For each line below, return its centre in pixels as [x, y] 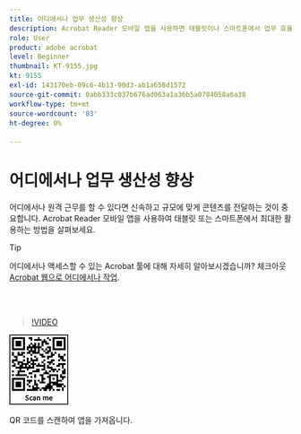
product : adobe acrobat [54, 48]
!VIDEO [44, 322]
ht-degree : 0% [36, 123]
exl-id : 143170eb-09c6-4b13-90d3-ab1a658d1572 [98, 85]
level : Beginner [39, 57]
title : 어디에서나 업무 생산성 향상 [66, 19]
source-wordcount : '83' [54, 113]
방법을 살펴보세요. [64, 230]
